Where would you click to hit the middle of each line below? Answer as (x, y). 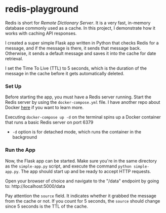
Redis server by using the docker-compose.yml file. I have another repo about (83, 102)
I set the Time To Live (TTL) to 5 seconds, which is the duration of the (76, 68)
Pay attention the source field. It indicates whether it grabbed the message (81, 196)
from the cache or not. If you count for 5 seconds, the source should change (83, 201)
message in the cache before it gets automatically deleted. (65, 73)
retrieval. (14, 58)
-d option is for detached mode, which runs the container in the (77, 132)
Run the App (20, 150)
